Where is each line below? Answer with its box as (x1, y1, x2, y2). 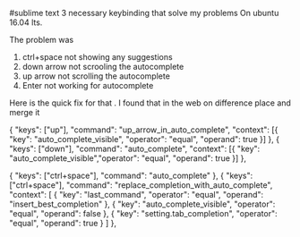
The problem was (9, 35, 74, 45)
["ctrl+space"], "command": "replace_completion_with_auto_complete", (9, 180, 273, 190)
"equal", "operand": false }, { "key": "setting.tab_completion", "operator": (9, 208, 278, 218)
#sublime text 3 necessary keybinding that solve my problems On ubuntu (9, 8, 279, 18)
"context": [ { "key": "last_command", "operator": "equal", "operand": (9, 190, 264, 199)
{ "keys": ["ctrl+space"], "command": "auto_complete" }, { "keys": (9, 170, 253, 181)
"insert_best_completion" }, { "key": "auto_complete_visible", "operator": (9, 199, 276, 209)
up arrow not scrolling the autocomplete (21, 71, 170, 81)
